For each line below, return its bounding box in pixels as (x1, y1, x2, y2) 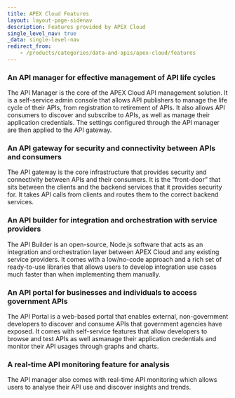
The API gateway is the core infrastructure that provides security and (7, 168, 207, 176)
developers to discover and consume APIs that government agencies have (7, 320, 222, 329)
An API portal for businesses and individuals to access (7, 287, 198, 297)
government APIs (7, 296, 68, 306)
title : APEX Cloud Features (7, 10, 90, 18)
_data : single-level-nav (7, 37, 80, 44)
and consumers (7, 152, 62, 162)
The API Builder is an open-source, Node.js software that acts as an (7, 240, 203, 248)
